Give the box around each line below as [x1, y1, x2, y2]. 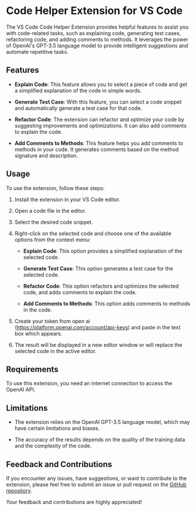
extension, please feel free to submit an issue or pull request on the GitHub [6, 481, 187, 488]
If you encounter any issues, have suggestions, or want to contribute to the [6, 475, 187, 482]
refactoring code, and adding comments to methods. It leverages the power [6, 36, 188, 43]
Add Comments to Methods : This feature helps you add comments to [14, 139, 183, 147]
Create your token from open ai [14, 317, 91, 324]
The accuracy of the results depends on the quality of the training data [14, 436, 185, 443]
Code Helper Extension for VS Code [6, 4, 183, 18]
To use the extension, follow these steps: [6, 184, 105, 191]
